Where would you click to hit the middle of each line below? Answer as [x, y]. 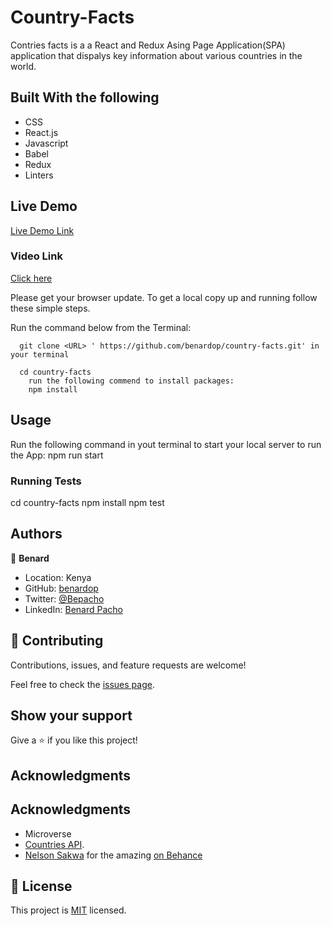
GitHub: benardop [61, 588]
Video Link [36, 256]
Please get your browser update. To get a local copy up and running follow [164, 297]
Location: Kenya [58, 577]
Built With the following [85, 97]
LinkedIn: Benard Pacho [73, 609]
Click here [31, 278]
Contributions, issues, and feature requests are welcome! [128, 665]
